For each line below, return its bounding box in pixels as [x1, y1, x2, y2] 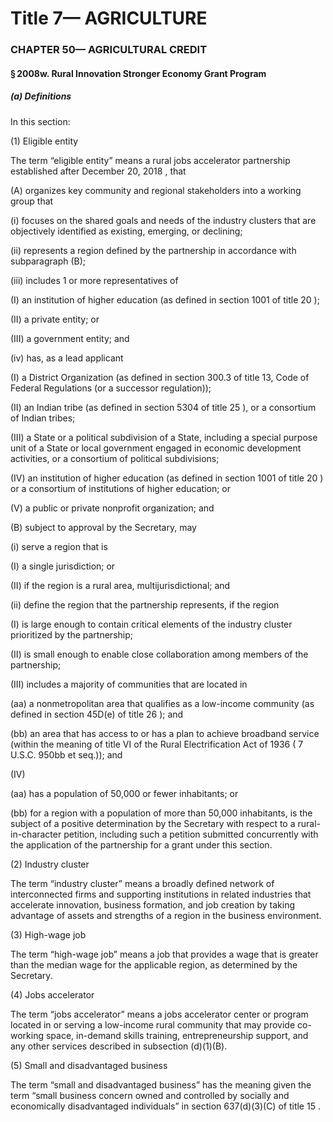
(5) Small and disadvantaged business [10, 1059, 168, 1071]
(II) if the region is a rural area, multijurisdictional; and [10, 579, 231, 591]
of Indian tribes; [10, 412, 76, 424]
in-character [10, 828, 62, 840]
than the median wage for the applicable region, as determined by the [10, 958, 298, 971]
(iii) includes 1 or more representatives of [10, 274, 179, 286]
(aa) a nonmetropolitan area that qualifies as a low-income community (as [10, 697, 315, 709]
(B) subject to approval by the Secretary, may [10, 521, 197, 533]
